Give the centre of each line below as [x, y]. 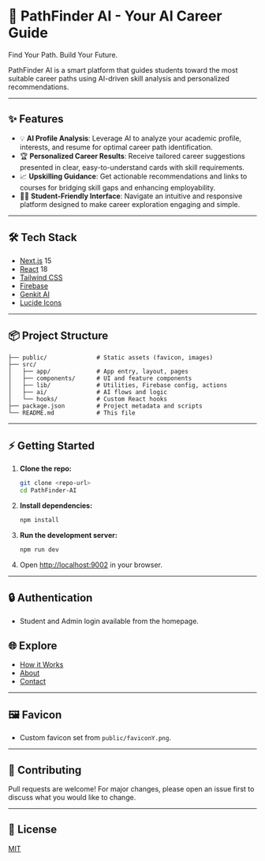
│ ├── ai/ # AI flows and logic [88, 393]
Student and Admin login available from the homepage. [109, 621]
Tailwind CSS [41, 277]
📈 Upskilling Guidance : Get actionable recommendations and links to [133, 176]
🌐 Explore [33, 646]
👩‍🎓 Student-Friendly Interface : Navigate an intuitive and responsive [131, 196]
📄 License [33, 830]
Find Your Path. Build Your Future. [63, 55]
